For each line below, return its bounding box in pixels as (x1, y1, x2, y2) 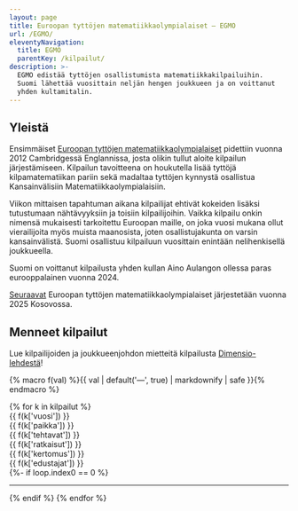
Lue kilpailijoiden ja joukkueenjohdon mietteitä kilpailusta (9, 348, 217, 359)
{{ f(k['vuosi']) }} (9, 411, 70, 421)
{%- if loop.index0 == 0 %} (9, 468, 109, 478)
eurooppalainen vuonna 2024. (9, 272, 120, 283)
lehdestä (9, 358, 42, 368)
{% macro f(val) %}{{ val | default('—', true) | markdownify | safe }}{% (9, 374, 265, 386)
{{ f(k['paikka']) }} (9, 421, 74, 431)
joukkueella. (9, 246, 53, 256)
